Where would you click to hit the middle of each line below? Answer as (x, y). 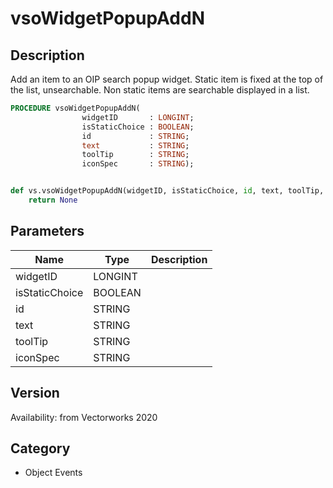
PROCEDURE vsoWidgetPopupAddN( (75, 108)
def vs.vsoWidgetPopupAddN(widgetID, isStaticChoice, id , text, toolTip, (167, 191)
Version (35, 393)
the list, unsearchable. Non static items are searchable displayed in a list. (160, 90)
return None (53, 200)
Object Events (53, 473)
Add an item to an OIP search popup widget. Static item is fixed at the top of (167, 79)
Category (40, 448)
